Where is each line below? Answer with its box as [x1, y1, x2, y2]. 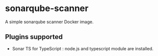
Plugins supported [5, 33, 63, 41]
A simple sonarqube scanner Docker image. [5, 19, 94, 25]
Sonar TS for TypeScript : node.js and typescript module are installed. [12, 45, 154, 51]
